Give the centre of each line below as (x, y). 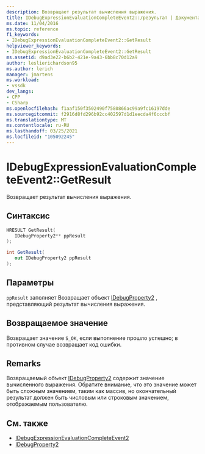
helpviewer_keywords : (34, 46)
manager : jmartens (30, 74)
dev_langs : (20, 92)
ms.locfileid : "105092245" (41, 137)
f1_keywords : (23, 35)
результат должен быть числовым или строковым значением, (88, 398)
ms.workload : (23, 80)
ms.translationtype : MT (37, 120)
